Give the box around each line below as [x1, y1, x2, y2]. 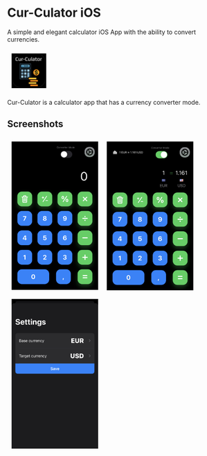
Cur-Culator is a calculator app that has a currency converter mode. [7, 98, 201, 106]
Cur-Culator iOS [7, 5, 102, 21]
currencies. [7, 35, 40, 43]
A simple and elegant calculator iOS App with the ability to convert [7, 28, 196, 36]
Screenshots [7, 118, 64, 130]
